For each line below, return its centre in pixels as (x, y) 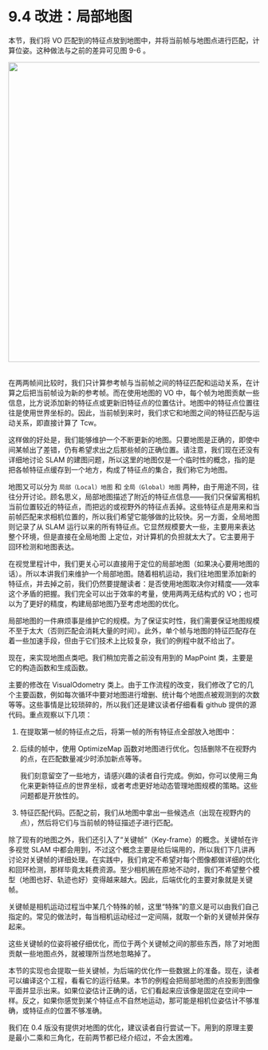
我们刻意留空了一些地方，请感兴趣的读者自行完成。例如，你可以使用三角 (138, 775)
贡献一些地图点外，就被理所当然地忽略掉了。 (82, 953)
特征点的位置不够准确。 (67, 1010)
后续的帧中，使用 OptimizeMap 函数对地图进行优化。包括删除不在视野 (134, 749)
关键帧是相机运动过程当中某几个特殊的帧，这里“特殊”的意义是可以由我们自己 (134, 906)
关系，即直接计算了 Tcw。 (58, 422)
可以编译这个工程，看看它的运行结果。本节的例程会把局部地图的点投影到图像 (134, 980)
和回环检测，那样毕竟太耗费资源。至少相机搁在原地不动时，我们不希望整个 (130, 869)
